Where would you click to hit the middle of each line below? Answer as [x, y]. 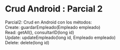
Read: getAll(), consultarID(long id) [40, 32]
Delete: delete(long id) [27, 42]
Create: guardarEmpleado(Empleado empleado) [53, 27]
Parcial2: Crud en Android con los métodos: [48, 22]
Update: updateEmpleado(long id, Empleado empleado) [60, 37]
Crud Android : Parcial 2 [54, 9]
